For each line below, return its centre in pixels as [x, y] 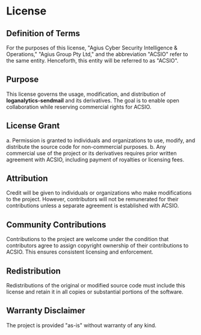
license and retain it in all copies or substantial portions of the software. [95, 292]
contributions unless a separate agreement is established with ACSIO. [93, 205]
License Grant [33, 126]
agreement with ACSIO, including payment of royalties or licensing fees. [95, 159]
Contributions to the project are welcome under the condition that [88, 239]
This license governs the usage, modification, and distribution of [86, 94]
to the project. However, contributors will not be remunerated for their [92, 199]
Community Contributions [56, 224]
